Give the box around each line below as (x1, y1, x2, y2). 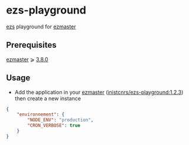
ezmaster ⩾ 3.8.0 (6, 55, 48, 62)
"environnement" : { (17, 111, 65, 118)
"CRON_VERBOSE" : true (27, 123, 81, 128)
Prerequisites (6, 40, 57, 50)
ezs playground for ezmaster (6, 23, 76, 30)
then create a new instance (14, 95, 82, 102)
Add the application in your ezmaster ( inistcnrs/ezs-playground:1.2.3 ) (14, 88, 184, 95)
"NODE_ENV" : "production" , (27, 117, 94, 123)
